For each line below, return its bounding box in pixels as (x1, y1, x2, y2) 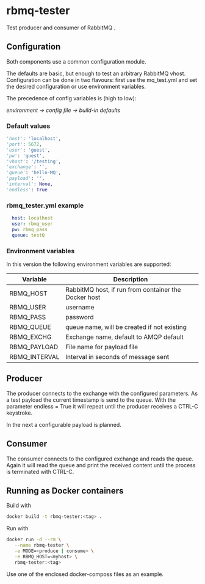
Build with (6, 502, 32, 509)
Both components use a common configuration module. (6, 57, 146, 65)
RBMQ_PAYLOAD (9, 342, 59, 351)
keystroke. (6, 409, 33, 416)
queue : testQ (12, 232, 45, 238)
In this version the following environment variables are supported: (6, 261, 171, 268)
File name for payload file (65, 342, 138, 351)
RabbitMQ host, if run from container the (65, 285, 181, 294)
